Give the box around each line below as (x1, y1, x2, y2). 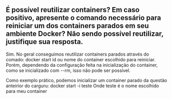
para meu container (6, 88, 48, 94)
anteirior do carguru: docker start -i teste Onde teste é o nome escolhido (6, 83, 159, 89)
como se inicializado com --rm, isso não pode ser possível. (6, 67, 131, 73)
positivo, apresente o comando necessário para (6, 14, 161, 22)
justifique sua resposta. (6, 37, 83, 46)
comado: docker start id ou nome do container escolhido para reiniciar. (6, 56, 156, 62)
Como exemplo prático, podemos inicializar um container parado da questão (6, 77, 167, 83)
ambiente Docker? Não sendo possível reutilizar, (6, 30, 164, 38)
